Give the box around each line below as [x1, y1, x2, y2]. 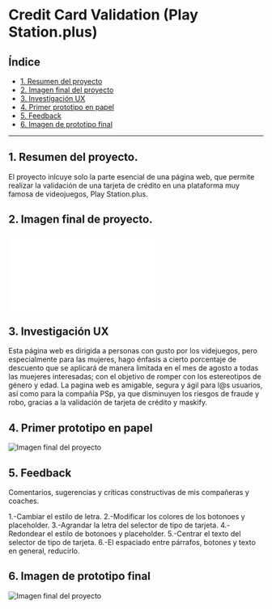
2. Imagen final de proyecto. [8, 213, 153, 226]
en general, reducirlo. [8, 546, 80, 556]
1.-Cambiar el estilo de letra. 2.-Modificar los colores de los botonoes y [8, 512, 245, 522]
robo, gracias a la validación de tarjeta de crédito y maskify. [8, 398, 208, 408]
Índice [8, 55, 40, 69]
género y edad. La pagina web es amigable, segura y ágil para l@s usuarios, [8, 380, 263, 390]
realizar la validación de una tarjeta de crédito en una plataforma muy [8, 180, 240, 190]
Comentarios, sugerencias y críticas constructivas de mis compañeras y [8, 488, 249, 497]
